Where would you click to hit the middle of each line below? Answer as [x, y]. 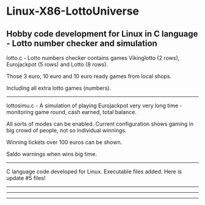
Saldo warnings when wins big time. [52, 154]
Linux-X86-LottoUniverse [73, 11]
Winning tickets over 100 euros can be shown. [64, 142]
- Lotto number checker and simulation [82, 43]
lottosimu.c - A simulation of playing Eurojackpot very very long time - [94, 106]
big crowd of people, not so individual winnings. [67, 130]
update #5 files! [26, 178]
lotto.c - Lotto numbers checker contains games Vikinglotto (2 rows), [93, 58]
